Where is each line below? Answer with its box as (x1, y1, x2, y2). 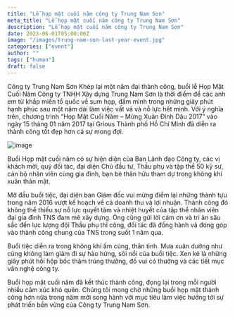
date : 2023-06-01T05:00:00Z (7, 30, 90, 37)
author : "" (7, 50, 39, 57)
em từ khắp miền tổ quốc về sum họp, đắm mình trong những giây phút (7, 97, 213, 106)
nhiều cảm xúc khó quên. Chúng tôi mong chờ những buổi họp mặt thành (7, 285, 220, 293)
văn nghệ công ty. (7, 264, 60, 272)
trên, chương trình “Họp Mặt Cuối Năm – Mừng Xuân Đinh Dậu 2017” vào (7, 112, 218, 121)
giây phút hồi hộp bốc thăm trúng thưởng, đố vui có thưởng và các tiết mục (7, 257, 224, 265)
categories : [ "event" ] (7, 43, 74, 50)
